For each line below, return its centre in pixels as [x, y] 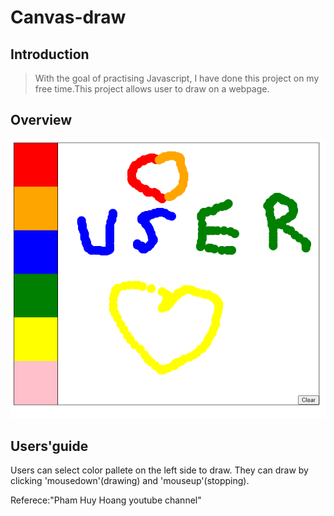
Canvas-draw [68, 17]
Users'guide [49, 446]
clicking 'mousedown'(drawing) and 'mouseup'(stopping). [130, 481]
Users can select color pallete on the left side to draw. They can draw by [159, 470]
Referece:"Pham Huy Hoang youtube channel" [106, 500]
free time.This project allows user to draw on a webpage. [152, 89]
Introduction [50, 54]
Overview [41, 120]
